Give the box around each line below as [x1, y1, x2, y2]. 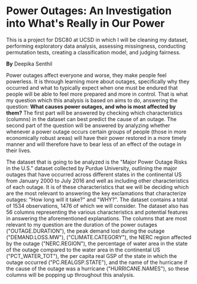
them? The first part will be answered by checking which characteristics [6, 109, 183, 116]
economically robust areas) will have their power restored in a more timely [6, 134, 187, 141]
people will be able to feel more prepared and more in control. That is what [6, 90, 188, 97]
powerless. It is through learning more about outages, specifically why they [6, 78, 190, 85]
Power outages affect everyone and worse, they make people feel [6, 71, 167, 79]
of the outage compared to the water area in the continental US [6, 246, 161, 253]
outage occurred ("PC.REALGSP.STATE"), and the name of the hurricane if [6, 259, 188, 266]
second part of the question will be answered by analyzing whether [6, 122, 170, 129]
